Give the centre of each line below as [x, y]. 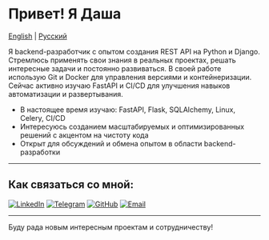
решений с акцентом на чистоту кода [84, 135]
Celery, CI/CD [42, 118]
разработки [40, 152]
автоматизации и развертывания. [66, 94]
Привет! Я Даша [65, 14]
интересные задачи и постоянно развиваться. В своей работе [115, 68]
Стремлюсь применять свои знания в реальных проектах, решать [122, 60]
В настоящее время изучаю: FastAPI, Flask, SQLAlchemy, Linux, [128, 110]
